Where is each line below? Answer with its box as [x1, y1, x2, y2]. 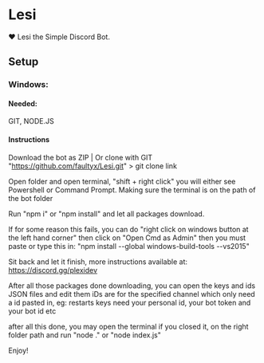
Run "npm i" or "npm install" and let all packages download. [8, 209, 205, 219]
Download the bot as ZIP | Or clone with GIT [8, 152, 153, 162]
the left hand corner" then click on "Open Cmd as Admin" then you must [8, 233, 246, 243]
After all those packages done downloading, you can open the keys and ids [8, 281, 256, 290]
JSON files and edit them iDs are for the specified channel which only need [8, 289, 255, 298]
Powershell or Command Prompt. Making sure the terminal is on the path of [8, 185, 256, 195]
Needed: [8, 98, 38, 109]
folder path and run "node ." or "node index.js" [8, 329, 161, 340]
